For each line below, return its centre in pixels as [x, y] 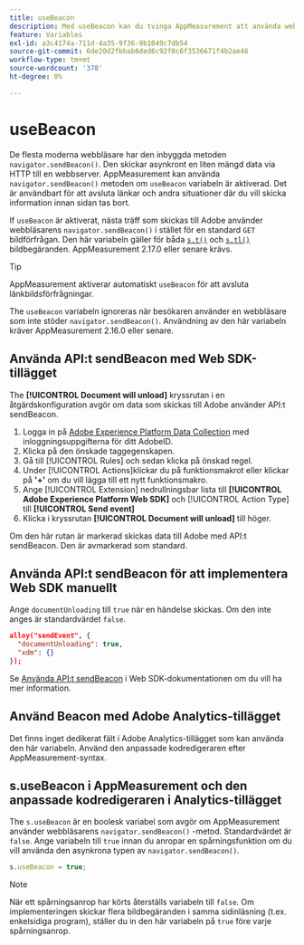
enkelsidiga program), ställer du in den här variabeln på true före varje [141, 921]
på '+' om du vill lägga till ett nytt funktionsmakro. [115, 480]
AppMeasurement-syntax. [58, 758]
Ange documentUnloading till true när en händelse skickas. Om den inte [140, 610]
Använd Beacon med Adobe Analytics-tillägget [145, 716]
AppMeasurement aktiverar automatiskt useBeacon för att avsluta [129, 284]
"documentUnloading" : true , [71, 644]
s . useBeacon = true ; [48, 867]
